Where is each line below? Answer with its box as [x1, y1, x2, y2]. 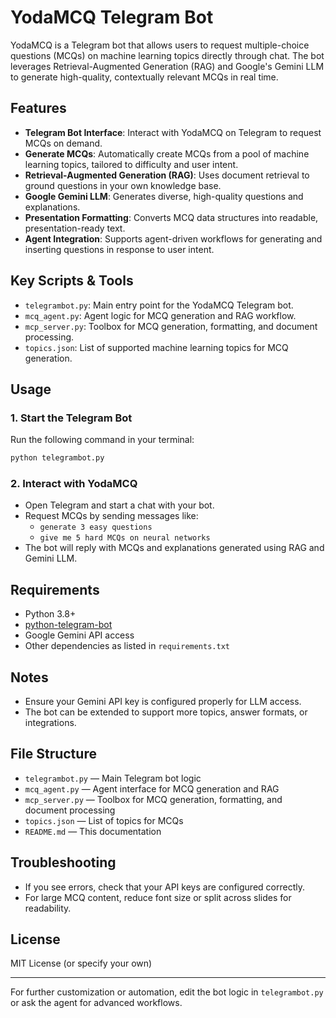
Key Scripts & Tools [10, 272, 134, 290]
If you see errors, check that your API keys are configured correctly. [24, 881, 305, 893]
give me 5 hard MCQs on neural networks [39, 533, 211, 543]
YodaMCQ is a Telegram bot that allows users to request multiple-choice [10, 39, 310, 51]
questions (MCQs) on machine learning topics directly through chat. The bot [10, 49, 325, 61]
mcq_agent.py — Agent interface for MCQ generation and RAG [24, 782, 280, 795]
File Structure [10, 746, 97, 763]
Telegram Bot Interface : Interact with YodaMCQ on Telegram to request [24, 126, 322, 138]
